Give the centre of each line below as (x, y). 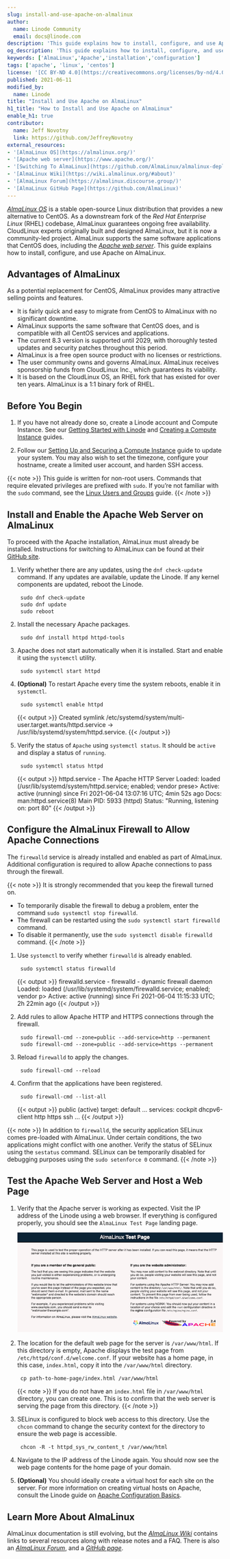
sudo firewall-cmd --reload (60, 1070)
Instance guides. (40, 437)
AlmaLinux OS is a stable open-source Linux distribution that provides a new (115, 209)
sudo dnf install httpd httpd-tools (73, 638)
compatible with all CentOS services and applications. (93, 333)
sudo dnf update (43, 605)
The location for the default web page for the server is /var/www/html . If (118, 1343)
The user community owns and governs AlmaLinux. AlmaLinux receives (118, 362)
